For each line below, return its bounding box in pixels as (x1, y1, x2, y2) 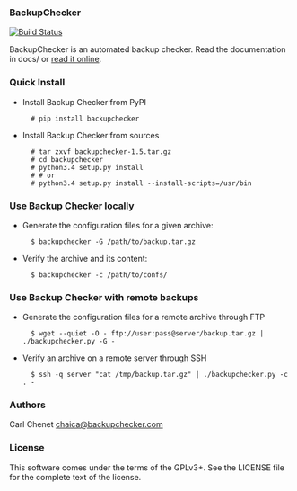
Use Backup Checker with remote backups (9, 290, 199, 303)
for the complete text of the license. (9, 471, 142, 482)
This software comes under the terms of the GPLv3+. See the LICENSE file (9, 461, 285, 473)
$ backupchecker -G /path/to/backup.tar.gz (31, 237, 196, 246)
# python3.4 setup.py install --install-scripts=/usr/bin (31, 178, 252, 188)
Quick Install (9, 76, 66, 89)
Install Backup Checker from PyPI (22, 96, 146, 107)
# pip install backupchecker (31, 114, 140, 123)
